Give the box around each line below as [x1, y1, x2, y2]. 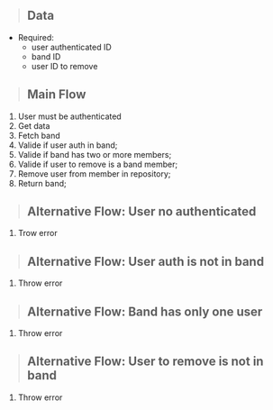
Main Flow [26, 87, 86, 103]
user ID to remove [31, 60, 98, 71]
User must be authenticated [17, 111, 122, 122]
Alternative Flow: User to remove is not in [26, 354, 264, 369]
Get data [17, 120, 50, 131]
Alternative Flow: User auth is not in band [26, 253, 264, 269]
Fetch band [17, 130, 60, 141]
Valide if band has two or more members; [17, 149, 172, 159]
